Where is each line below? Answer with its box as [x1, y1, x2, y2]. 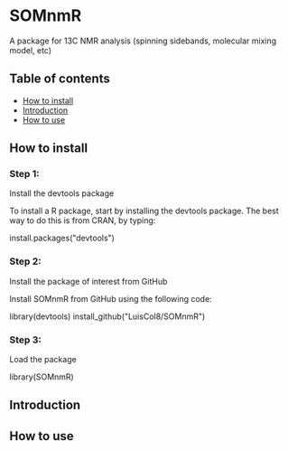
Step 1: [9, 168, 40, 181]
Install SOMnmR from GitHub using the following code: [9, 293, 212, 304]
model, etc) [9, 44, 52, 55]
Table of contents [9, 71, 110, 87]
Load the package [9, 354, 77, 365]
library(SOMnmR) [9, 371, 74, 382]
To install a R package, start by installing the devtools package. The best [9, 205, 280, 217]
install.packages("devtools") [9, 232, 116, 244]
